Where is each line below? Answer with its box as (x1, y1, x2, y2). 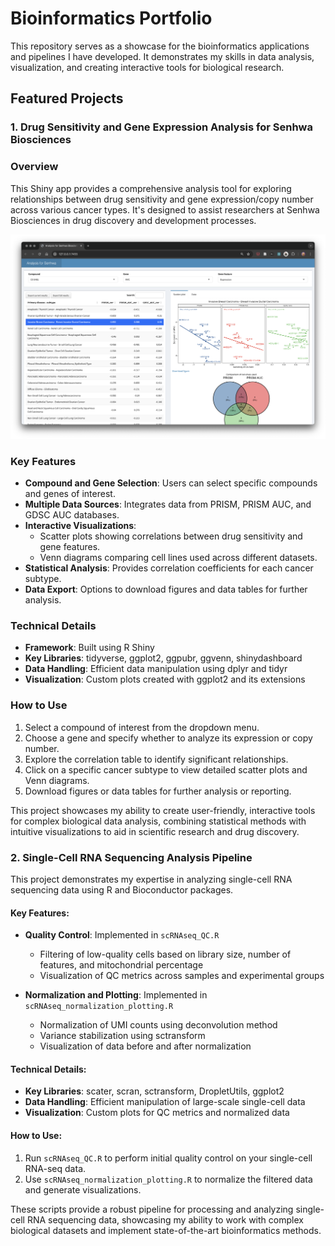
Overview (10, 160, 59, 174)
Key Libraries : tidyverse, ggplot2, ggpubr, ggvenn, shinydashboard (24, 652, 303, 664)
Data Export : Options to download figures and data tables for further (24, 583, 308, 596)
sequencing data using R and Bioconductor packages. (10, 884, 234, 896)
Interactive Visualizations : (24, 520, 137, 532)
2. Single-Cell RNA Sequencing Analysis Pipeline (10, 850, 253, 864)
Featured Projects (10, 90, 124, 107)
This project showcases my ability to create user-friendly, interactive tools (10, 804, 316, 816)
